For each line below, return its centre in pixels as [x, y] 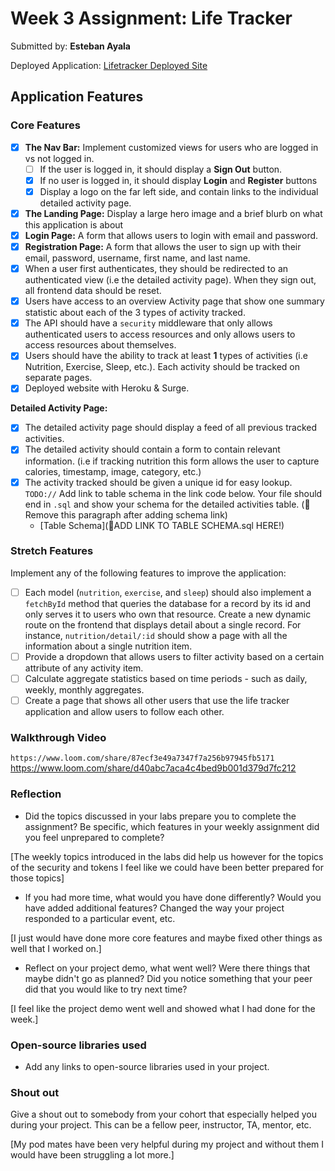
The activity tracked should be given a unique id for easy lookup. [158, 482]
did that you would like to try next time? [106, 989]
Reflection [36, 794]
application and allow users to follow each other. [124, 712]
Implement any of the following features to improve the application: [148, 573]
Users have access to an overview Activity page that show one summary [174, 301]
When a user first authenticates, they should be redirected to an [156, 269]
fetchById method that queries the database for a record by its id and [168, 603]
